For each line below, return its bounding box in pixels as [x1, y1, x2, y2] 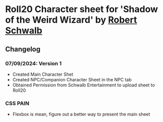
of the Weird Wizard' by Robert [5, 14, 137, 26]
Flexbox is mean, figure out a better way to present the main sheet [12, 111, 150, 117]
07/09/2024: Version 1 [5, 60, 62, 67]
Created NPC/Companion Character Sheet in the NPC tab [12, 76, 132, 82]
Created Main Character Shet [12, 71, 73, 77]
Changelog [5, 45, 41, 53]
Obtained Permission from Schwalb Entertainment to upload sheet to [12, 82, 155, 88]
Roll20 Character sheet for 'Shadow [5, 4, 158, 15]
